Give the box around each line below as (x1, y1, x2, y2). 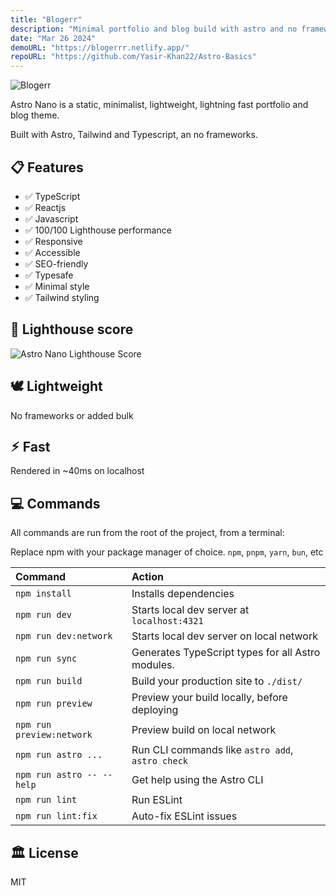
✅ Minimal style (24, 280, 90, 292)
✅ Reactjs (24, 201, 67, 213)
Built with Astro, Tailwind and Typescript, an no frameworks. (10, 129, 258, 141)
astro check (131, 756, 189, 767)
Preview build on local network (131, 723, 277, 737)
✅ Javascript (24, 212, 79, 225)
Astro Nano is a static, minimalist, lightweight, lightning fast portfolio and (10, 99, 309, 111)
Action (131, 570, 164, 584)
